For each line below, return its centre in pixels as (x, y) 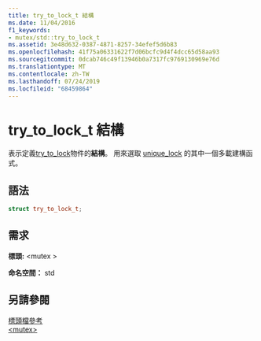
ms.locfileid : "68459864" (50, 89)
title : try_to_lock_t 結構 (51, 15)
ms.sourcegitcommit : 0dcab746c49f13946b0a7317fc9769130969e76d (114, 60)
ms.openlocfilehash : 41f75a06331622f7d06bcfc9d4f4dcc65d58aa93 (114, 52)
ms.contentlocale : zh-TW (49, 74)
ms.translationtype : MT (47, 67)
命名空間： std (31, 272)
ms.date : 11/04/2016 (42, 23)
